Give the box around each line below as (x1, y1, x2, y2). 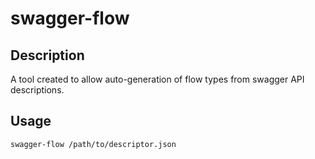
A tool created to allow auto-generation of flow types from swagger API (10, 73, 305, 85)
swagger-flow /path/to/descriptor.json (10, 139, 177, 149)
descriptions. (10, 84, 65, 96)
